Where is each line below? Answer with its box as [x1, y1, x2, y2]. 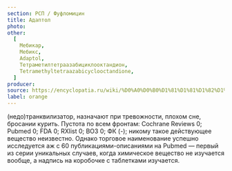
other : [7, 29, 26, 37]
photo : [7, 23, 26, 30]
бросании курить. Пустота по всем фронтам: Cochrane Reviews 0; [7, 120, 202, 128]
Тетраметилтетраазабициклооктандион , [19, 61, 128, 68]
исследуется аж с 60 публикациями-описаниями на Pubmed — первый [7, 142, 219, 150]
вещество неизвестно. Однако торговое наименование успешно [7, 134, 199, 142]
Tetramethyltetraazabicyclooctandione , [19, 68, 135, 74]
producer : [7, 81, 36, 88]
